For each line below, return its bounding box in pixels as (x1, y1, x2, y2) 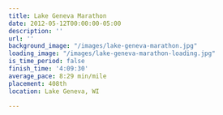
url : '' (8, 34, 35, 43)
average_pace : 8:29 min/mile (8, 72, 107, 80)
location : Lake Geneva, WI (8, 87, 100, 96)
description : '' (8, 27, 63, 35)
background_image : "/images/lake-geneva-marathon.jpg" (8, 42, 198, 50)
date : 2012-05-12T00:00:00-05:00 (8, 19, 122, 28)
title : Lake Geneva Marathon (8, 11, 107, 20)
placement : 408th (8, 79, 67, 87)
